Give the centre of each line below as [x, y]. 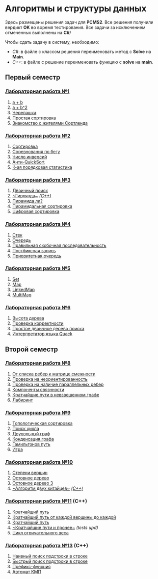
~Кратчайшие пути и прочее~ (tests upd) [55, 527]
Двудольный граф [31, 434]
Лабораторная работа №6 [38, 307]
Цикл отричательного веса [40, 532]
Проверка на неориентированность [50, 379]
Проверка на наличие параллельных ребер [58, 384]
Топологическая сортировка [42, 423]
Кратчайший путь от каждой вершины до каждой [64, 517]
